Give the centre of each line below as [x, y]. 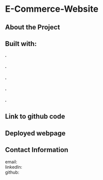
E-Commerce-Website [52, 9]
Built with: [21, 43]
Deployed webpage [35, 133]
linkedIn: [14, 167]
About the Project [33, 27]
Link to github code [35, 116]
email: [11, 162]
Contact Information [37, 150]
